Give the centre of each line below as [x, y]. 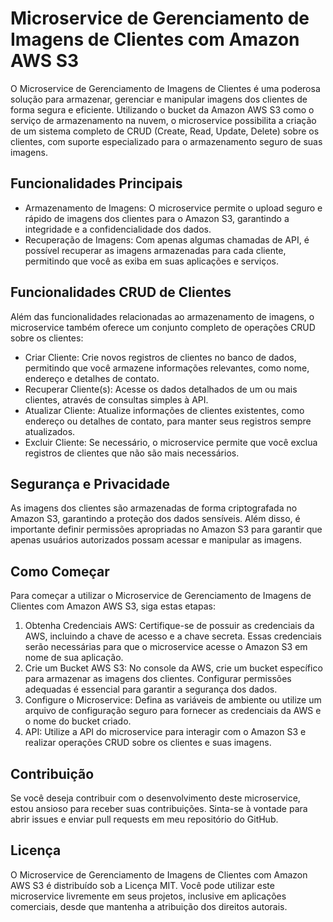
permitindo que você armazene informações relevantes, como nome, [167, 368]
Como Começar [60, 571]
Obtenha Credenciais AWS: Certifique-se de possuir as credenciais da [169, 626]
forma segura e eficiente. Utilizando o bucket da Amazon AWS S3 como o [162, 109]
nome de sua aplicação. [74, 658]
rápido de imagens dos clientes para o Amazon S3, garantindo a [157, 218]
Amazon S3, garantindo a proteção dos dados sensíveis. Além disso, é [155, 519]
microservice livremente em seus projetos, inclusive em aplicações [148, 896]
